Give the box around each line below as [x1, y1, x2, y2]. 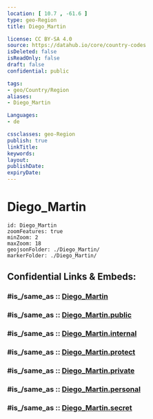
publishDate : [7, 163, 45, 170]
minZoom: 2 [7, 234, 39, 241]
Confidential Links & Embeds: [7, 271, 136, 283]
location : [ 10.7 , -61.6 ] [7, 10, 88, 17]
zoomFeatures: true [7, 227, 63, 235]
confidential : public [7, 67, 70, 75]
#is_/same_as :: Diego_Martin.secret [7, 402, 132, 412]
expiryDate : [7, 169, 41, 176]
